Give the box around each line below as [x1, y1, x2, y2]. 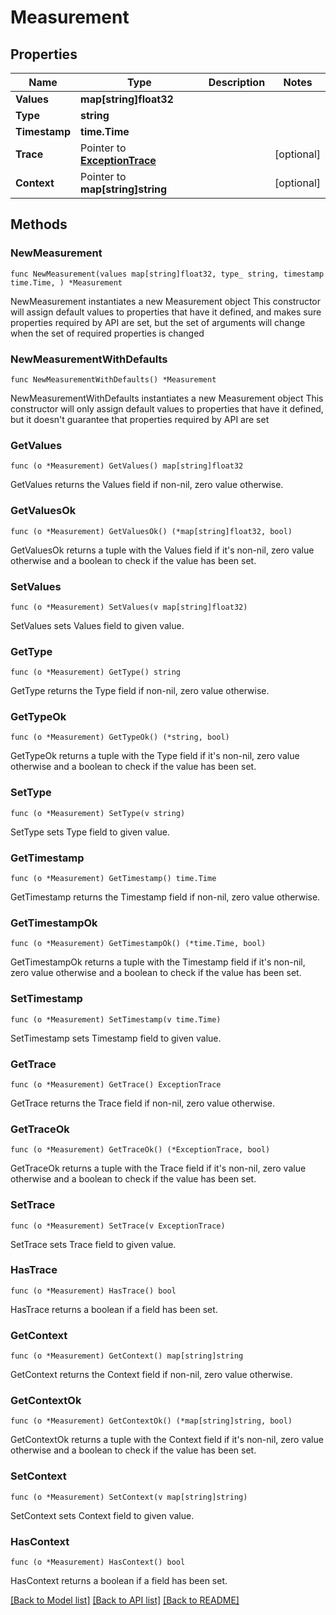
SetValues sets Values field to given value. [10, 619, 185, 631]
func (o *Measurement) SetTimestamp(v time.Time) [10, 1014, 222, 1025]
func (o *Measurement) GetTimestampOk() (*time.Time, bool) [10, 939, 267, 949]
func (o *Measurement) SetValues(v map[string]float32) [10, 602, 248, 612]
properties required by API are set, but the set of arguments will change [10, 316, 306, 328]
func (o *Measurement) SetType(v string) [10, 808, 186, 818]
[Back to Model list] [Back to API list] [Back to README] [10, 1594, 240, 1606]
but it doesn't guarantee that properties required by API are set [10, 413, 270, 425]
